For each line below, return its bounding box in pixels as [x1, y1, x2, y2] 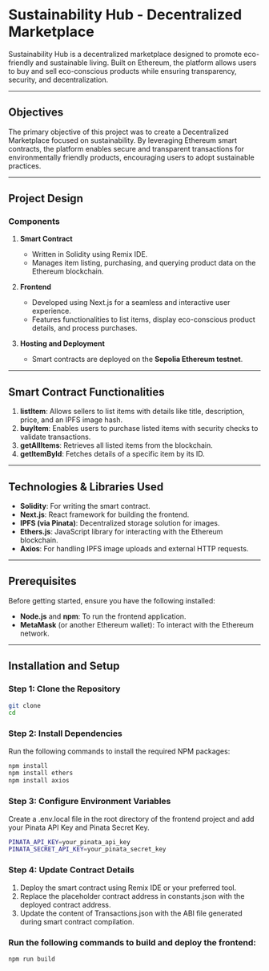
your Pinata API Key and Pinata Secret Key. [8, 823, 150, 832]
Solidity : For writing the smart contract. [19, 502, 151, 511]
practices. [8, 160, 42, 170]
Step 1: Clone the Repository [8, 684, 121, 695]
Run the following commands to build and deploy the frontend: [8, 936, 256, 948]
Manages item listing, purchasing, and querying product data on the [31, 258, 256, 268]
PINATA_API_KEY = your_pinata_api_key [8, 838, 130, 846]
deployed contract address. [19, 900, 111, 909]
